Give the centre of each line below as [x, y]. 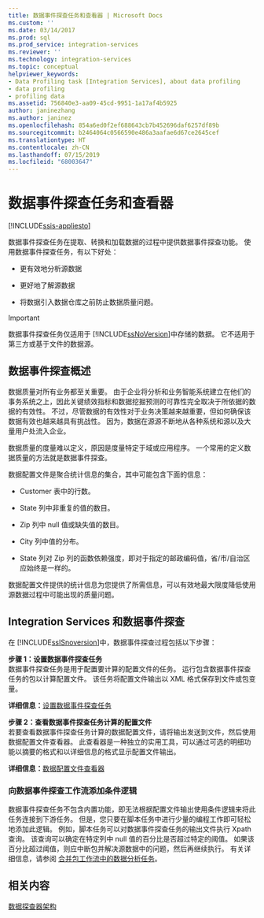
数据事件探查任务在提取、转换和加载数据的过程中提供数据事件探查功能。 [125, 242]
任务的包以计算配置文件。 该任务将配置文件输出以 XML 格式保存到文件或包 [128, 678]
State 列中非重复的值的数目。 [67, 507]
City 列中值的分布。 [51, 541]
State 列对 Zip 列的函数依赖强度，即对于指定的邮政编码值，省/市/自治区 [135, 558]
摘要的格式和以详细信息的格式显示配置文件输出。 [101, 751]
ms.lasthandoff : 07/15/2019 [54, 154]
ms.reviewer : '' [35, 52]
